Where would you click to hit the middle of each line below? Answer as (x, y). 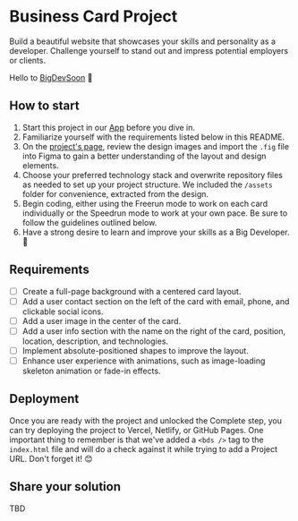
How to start (44, 106)
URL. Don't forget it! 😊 (51, 458)
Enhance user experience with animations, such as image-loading (144, 361)
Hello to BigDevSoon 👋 (51, 77)
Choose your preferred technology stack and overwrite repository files (153, 175)
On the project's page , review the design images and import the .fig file (155, 146)
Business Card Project (94, 17)
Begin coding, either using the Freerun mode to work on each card (145, 203)
